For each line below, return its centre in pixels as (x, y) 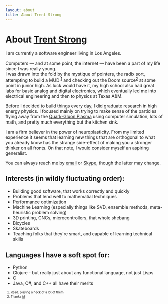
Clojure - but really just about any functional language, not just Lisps (83, 272)
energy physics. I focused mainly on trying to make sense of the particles (81, 111)
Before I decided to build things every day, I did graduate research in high (81, 106)
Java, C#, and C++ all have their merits (53, 283)
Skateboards (26, 228)
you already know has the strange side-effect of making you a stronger (79, 143)
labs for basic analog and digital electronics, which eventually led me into (81, 91)
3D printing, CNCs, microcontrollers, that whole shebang (71, 218)
